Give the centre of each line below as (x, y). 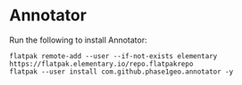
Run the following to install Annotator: (78, 40)
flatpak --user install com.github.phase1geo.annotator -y (121, 72)
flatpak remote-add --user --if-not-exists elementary (113, 56)
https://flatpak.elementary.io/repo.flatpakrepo (101, 64)
